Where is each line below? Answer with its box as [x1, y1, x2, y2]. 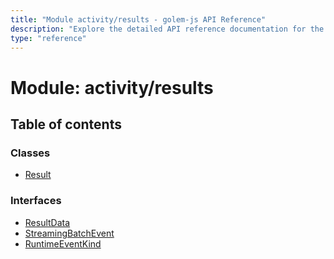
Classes [10, 146, 51, 160]
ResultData [24, 216, 71, 228]
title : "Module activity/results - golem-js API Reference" [10, 14, 267, 25]
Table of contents [10, 116, 122, 133]
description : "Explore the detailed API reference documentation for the [10, 24, 325, 34]
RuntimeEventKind [24, 237, 102, 250]
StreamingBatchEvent [24, 227, 115, 239]
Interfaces [10, 194, 62, 208]
